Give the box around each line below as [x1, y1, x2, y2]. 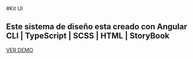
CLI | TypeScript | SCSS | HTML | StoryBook [6, 31, 170, 41]
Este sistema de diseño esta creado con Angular [6, 22, 188, 32]
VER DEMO [6, 46, 34, 53]
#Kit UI [6, 5, 23, 12]
